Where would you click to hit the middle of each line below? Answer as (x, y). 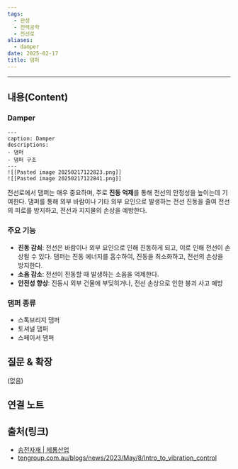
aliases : (20, 40)
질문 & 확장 (30, 362)
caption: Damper (31, 139)
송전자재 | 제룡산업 (43, 450)
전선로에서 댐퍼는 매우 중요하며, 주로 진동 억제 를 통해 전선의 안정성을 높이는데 (114, 193)
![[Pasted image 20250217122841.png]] (64, 179)
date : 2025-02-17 (33, 54)
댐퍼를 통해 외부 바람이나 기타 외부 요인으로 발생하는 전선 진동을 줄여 (123, 202)
